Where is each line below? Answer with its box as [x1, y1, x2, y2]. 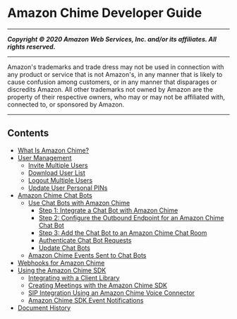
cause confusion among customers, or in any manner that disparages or [7, 78, 217, 86]
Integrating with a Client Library [28, 273, 120, 282]
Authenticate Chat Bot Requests [38, 236, 132, 244]
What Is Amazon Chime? [17, 146, 90, 155]
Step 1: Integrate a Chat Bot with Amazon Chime [38, 206, 178, 215]
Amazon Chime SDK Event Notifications [28, 296, 144, 304]
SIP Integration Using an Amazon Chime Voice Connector [28, 288, 195, 297]
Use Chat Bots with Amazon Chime [28, 198, 130, 207]
